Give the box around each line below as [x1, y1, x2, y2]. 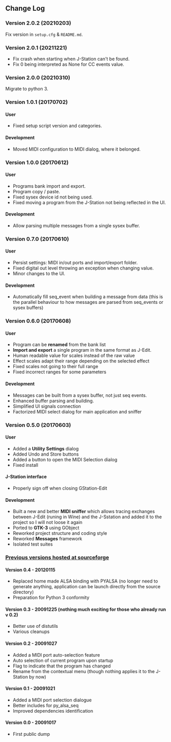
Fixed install [12, 462, 39, 468]
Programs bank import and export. [12, 183, 86, 189]
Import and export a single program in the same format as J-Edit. [12, 347, 151, 353]
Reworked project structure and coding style [12, 530, 107, 536]
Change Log [5, 4, 45, 13]
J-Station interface [5, 474, 47, 480]
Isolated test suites [12, 541, 53, 547]
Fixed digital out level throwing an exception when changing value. [12, 265, 154, 272]
